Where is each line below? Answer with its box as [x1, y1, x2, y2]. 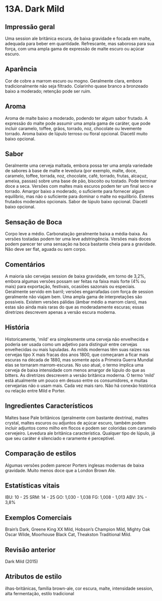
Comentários [5, 260, 45, 269]
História [5, 324, 30, 332]
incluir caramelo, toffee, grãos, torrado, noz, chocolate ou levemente [5, 125, 142, 131]
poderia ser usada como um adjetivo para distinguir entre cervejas [5, 341, 138, 347]
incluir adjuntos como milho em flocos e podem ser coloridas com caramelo [5, 425, 156, 431]
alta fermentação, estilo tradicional [5, 590, 74, 596]
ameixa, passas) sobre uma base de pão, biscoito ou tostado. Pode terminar [5, 178, 157, 184]
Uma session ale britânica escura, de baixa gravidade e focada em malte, [5, 35, 151, 41]
